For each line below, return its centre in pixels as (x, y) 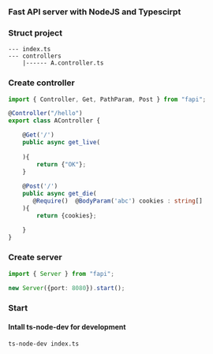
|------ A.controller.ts (63, 63)
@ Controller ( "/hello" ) (45, 114)
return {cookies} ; (67, 215)
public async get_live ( (62, 143)
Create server (35, 257)
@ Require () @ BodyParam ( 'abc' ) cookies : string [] (118, 201)
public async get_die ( (60, 194)
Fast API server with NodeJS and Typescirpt (95, 12)
